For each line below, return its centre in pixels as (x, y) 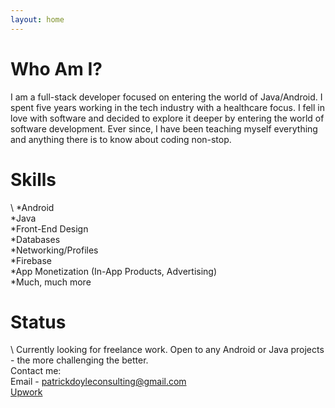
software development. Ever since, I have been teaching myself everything (164, 128)
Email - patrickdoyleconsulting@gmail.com (98, 382)
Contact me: (36, 371)
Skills (33, 179)
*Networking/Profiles (54, 250)
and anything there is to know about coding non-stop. (121, 139)
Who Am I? (56, 68)
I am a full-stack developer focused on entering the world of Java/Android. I (166, 97)
